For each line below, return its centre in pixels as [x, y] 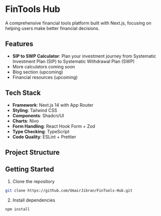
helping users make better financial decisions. [52, 28]
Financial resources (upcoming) [45, 77]
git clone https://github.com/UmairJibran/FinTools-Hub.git [69, 191]
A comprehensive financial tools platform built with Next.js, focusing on [78, 23]
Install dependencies [34, 200]
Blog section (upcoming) [38, 72]
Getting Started [30, 169]
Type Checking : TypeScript [41, 131]
